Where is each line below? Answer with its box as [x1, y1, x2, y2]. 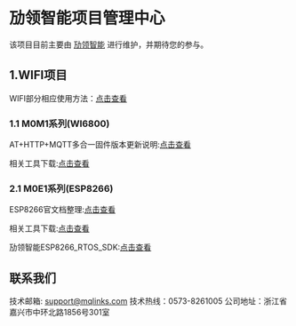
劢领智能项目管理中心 [9, 8, 166, 28]
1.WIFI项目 [9, 68, 68, 83]
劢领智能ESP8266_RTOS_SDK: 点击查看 [9, 242, 152, 253]
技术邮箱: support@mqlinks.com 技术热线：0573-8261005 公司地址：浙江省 [9, 296, 287, 306]
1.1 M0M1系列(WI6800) [9, 117, 110, 130]
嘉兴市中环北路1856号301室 [9, 307, 110, 318]
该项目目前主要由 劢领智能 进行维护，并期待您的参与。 [9, 39, 209, 50]
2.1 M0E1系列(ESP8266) [9, 182, 114, 195]
